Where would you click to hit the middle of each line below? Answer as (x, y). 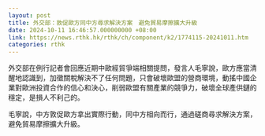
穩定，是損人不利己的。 (46, 97)
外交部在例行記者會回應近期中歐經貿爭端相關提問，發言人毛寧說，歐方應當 (129, 68)
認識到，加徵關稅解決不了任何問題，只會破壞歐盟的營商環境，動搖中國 (136, 78)
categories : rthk (37, 45)
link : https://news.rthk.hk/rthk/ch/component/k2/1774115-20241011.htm (128, 37)
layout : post (30, 15)
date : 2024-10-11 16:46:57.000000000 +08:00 (82, 30)
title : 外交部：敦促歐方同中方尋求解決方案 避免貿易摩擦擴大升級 (103, 23)
